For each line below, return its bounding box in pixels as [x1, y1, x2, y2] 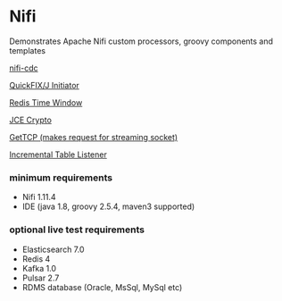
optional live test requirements [9, 223, 145, 236]
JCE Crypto [9, 114, 52, 125]
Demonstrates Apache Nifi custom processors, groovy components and [9, 36, 274, 46]
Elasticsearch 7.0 [21, 244, 85, 255]
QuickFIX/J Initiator [9, 79, 80, 90]
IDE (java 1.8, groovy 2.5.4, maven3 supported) [21, 201, 195, 212]
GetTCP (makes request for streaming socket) [9, 131, 178, 142]
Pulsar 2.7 [21, 272, 60, 283]
